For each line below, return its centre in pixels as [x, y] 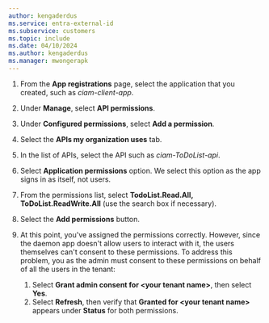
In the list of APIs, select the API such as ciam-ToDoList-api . [120, 155]
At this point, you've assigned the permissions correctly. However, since [140, 234]
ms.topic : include [39, 38]
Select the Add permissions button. [80, 219]
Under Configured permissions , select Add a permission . [117, 124]
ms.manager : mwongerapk [48, 61]
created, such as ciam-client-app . [77, 92]
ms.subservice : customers [52, 31]
